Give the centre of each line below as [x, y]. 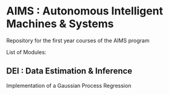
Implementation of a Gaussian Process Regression [69, 85]
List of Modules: [26, 52]
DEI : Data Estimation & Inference [69, 71]
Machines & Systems [60, 24]
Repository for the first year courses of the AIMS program [78, 40]
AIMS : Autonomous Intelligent [85, 11]
